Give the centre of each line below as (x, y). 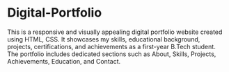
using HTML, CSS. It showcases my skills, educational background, (104, 39)
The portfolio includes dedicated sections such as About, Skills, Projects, (112, 54)
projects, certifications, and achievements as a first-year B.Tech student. (111, 46)
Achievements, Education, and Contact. (64, 61)
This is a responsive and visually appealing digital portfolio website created (115, 32)
